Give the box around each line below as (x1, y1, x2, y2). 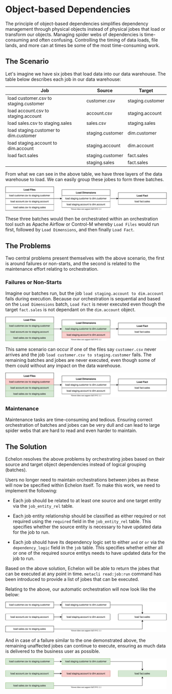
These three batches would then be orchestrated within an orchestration (5, 216, 158, 222)
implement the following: (5, 488, 57, 494)
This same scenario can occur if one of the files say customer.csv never (5, 346, 157, 353)
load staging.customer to (7, 127, 60, 134)
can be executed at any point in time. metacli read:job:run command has (5, 571, 162, 577)
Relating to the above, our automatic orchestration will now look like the (5, 586, 156, 592)
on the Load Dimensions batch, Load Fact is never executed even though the (5, 301, 165, 308)
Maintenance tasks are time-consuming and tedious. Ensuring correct (5, 417, 153, 423)
